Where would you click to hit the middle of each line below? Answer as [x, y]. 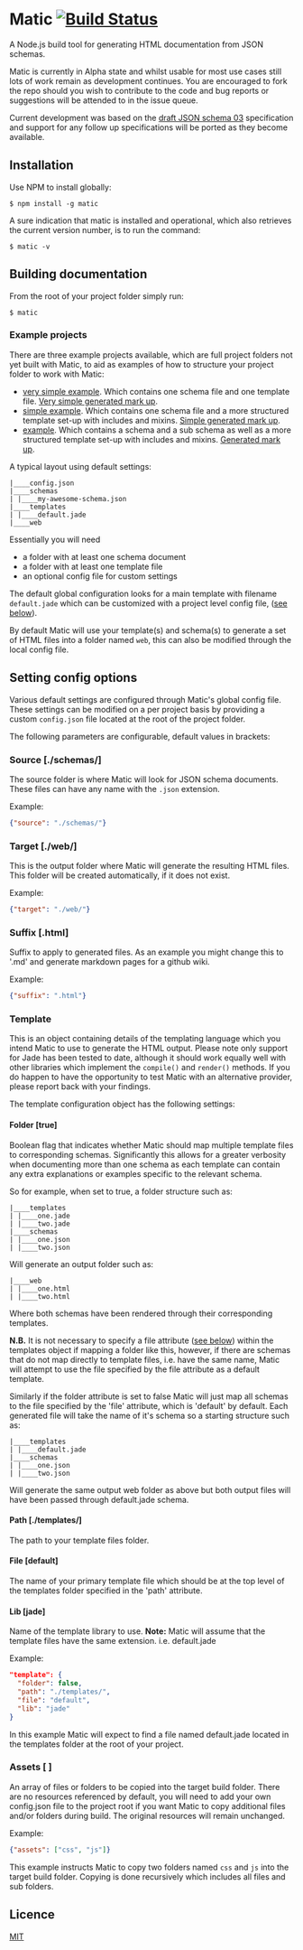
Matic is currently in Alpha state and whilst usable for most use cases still [146, 71]
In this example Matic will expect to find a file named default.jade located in [149, 1734]
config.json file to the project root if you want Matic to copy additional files [147, 1805]
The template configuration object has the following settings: [123, 1104]
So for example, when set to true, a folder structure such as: [121, 1191]
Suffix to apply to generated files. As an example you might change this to [147, 952]
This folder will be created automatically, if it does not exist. [120, 875]
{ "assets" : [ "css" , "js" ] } [60, 1850]
